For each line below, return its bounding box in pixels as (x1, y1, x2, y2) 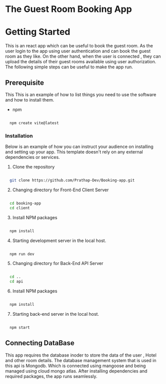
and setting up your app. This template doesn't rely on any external (5, 149, 143, 155)
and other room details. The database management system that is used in (5, 357, 157, 363)
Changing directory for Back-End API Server (12, 260, 104, 266)
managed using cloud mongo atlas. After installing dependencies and (5, 368, 148, 374)
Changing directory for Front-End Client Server (12, 187, 109, 193)
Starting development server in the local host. (12, 238, 106, 244)
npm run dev (9, 252, 35, 256)
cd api (9, 279, 23, 284)
